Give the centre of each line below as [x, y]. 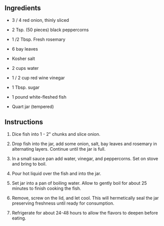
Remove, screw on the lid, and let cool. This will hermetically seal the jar [85, 198]
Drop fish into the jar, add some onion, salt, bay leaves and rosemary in [84, 144]
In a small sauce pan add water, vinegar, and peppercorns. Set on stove [85, 159]
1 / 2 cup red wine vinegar [38, 78]
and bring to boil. [29, 164]
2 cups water [25, 68]
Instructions [24, 122]
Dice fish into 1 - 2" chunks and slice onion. [56, 134]
